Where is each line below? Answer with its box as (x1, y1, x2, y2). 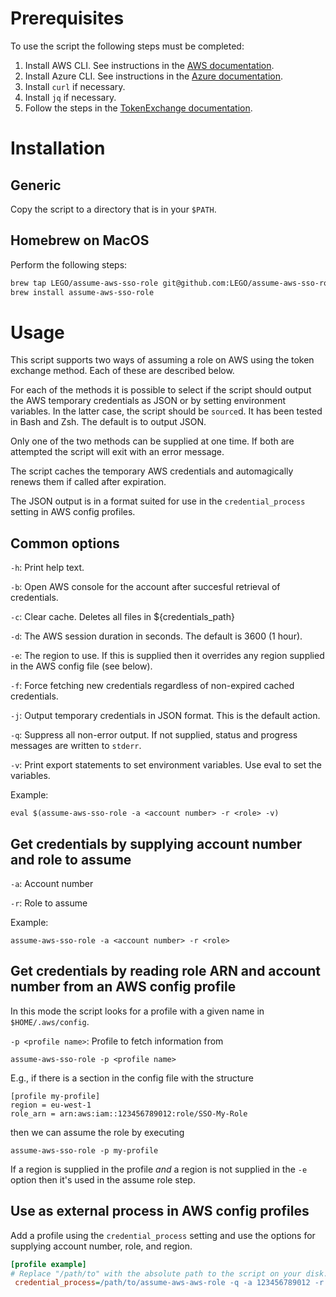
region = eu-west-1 (10, 1100, 92, 1110)
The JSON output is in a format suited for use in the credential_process (10, 495, 306, 507)
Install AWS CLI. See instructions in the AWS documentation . (24, 59, 275, 71)
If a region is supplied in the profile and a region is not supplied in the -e (10, 1163, 308, 1175)
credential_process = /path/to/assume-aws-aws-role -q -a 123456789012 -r (14, 1278, 325, 1288)
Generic (10, 177, 62, 194)
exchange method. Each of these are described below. (10, 365, 235, 377)
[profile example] (10, 1259, 87, 1269)
